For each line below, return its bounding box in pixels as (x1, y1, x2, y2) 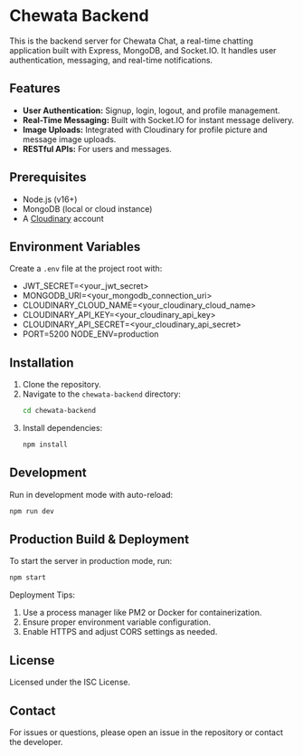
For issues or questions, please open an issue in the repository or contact (9, 726, 283, 738)
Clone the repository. (22, 379, 101, 390)
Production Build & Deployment (9, 531, 190, 548)
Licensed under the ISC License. (9, 676, 131, 688)
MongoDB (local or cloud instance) (22, 203, 153, 214)
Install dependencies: (22, 423, 103, 434)
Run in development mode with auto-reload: (9, 489, 174, 500)
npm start (9, 573, 47, 582)
